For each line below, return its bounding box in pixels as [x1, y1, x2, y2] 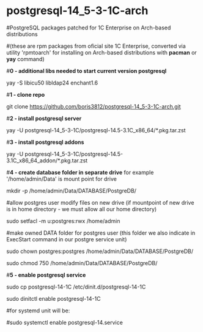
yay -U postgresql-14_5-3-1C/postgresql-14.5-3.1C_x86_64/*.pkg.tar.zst [6, 126, 186, 134]
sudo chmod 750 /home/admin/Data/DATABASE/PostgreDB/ [6, 259, 158, 266]
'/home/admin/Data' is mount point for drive [6, 175, 117, 183]
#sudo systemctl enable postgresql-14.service [6, 319, 124, 326]
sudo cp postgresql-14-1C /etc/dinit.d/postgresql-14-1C [6, 283, 146, 290]
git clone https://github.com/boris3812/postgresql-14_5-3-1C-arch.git [6, 102, 182, 110]
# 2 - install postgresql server [6, 115, 82, 122]
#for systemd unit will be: [6, 307, 70, 314]
